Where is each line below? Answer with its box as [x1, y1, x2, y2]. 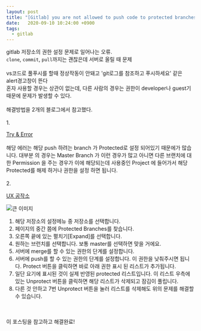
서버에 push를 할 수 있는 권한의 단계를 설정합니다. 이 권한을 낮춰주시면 [14, 255, 179, 263]
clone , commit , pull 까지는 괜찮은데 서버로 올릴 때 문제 [6, 56, 133, 63]
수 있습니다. [14, 293, 43, 300]
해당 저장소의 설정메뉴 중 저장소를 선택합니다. [14, 218, 121, 225]
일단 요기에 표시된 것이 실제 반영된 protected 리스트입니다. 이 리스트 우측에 [14, 270, 190, 278]
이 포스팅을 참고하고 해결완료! [6, 318, 75, 326]
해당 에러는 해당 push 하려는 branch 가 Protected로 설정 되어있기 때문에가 [6, 145, 181, 152]
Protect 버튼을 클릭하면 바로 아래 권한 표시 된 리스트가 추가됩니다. [23, 263, 176, 270]
